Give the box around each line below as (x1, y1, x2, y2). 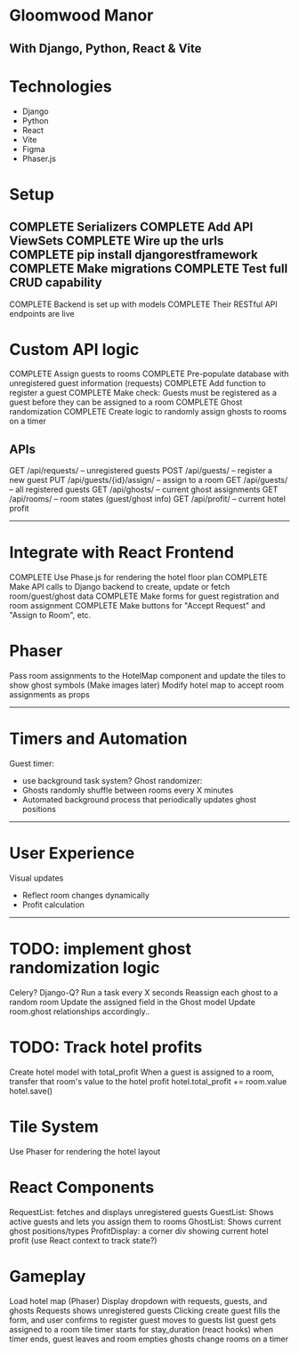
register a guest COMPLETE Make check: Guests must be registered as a (9, 388, 278, 399)
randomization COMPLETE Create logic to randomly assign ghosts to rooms (9, 407, 287, 417)
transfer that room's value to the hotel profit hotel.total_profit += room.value (9, 1075, 287, 1086)
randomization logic (9, 958, 160, 979)
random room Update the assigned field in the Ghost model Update (9, 996, 256, 1007)
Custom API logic (9, 339, 140, 359)
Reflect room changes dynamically (21, 890, 149, 901)
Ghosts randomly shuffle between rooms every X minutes (21, 785, 234, 796)
